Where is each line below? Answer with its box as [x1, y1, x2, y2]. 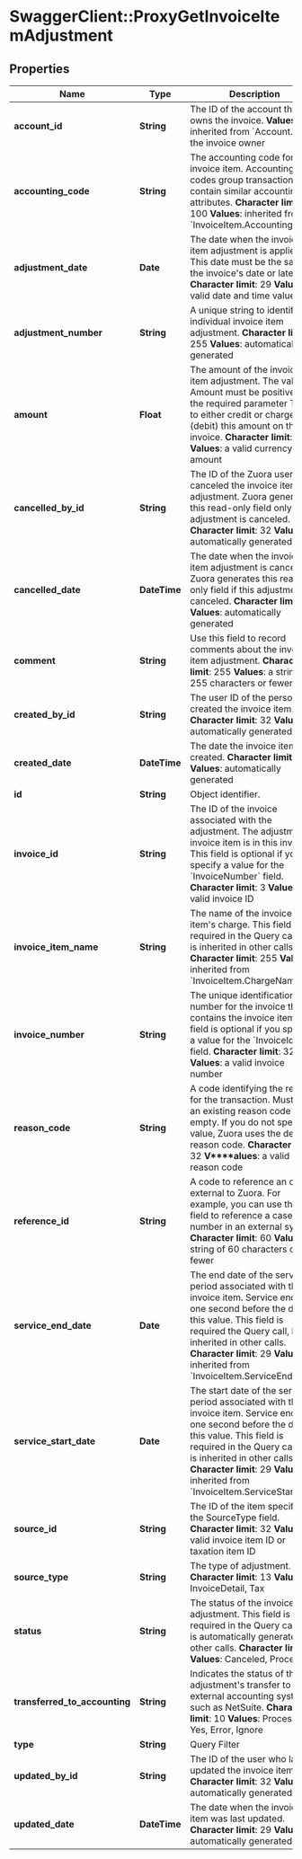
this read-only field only [190, 501, 292, 514]
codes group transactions [190, 173, 298, 186]
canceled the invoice [190, 479, 278, 491]
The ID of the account [190, 103, 282, 115]
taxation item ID [190, 1545, 256, 1557]
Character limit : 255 [190, 952, 278, 964]
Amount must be [190, 386, 261, 398]
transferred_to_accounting [13, 1695, 131, 1708]
